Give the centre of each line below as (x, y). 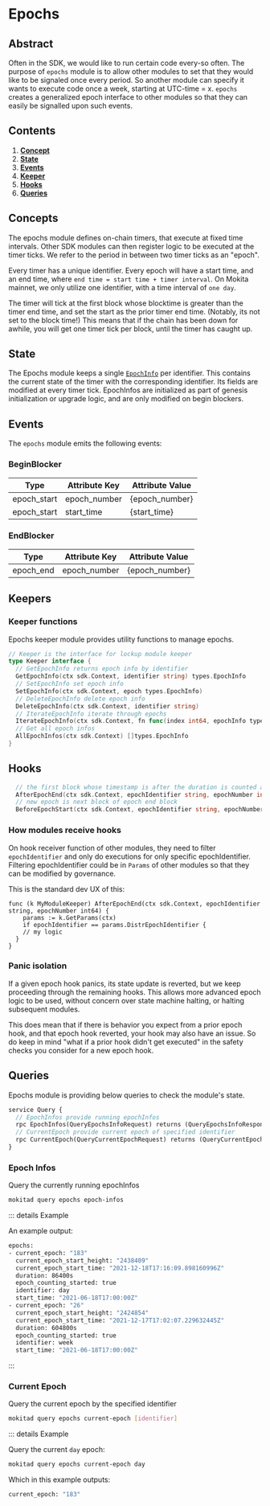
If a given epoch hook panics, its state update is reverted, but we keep (125, 983)
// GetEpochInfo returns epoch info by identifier (102, 669)
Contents (32, 131)
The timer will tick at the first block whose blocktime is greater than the (126, 303)
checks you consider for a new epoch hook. (81, 1050)
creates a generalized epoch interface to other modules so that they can (128, 97)
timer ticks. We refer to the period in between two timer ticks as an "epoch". (134, 255)
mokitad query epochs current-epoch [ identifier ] (93, 1419)
